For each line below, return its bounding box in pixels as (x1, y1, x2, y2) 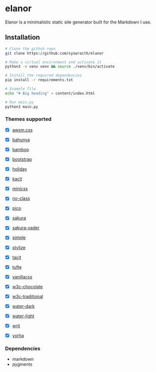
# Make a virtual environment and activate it (5, 60, 102, 65)
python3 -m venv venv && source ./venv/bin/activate (5, 64, 115, 69)
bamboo (12, 146, 29, 152)
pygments (12, 361, 33, 367)
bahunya (12, 136, 30, 142)
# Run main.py (5, 100, 34, 105)
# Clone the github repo (5, 46, 56, 51)
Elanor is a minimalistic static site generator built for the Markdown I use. (5, 19, 152, 25)
